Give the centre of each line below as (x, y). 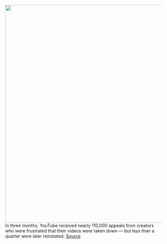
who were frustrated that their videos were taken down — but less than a (80, 231)
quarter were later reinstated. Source (43, 236)
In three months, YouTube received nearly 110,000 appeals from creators (80, 226)
